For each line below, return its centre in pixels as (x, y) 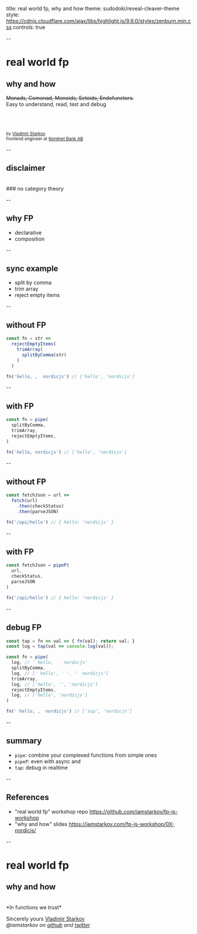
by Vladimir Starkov (26, 134)
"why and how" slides (41, 824)
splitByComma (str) (44, 355)
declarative (28, 232)
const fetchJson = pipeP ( (38, 565)
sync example (32, 269)
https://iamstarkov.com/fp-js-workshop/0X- (121, 824)
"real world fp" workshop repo (51, 811)
